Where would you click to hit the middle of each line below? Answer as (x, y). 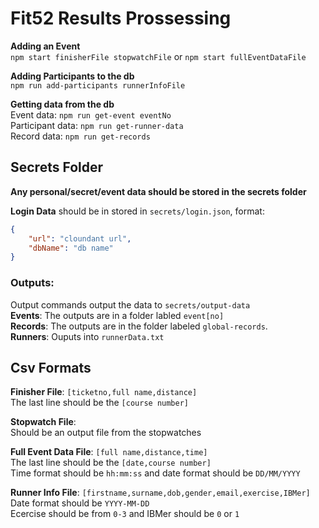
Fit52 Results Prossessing (121, 18)
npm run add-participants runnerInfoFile (98, 85)
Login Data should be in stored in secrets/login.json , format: (137, 211)
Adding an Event (45, 46)
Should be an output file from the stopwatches (106, 433)
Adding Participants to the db (72, 76)
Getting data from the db (62, 104)
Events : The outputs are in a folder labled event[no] (117, 315)
